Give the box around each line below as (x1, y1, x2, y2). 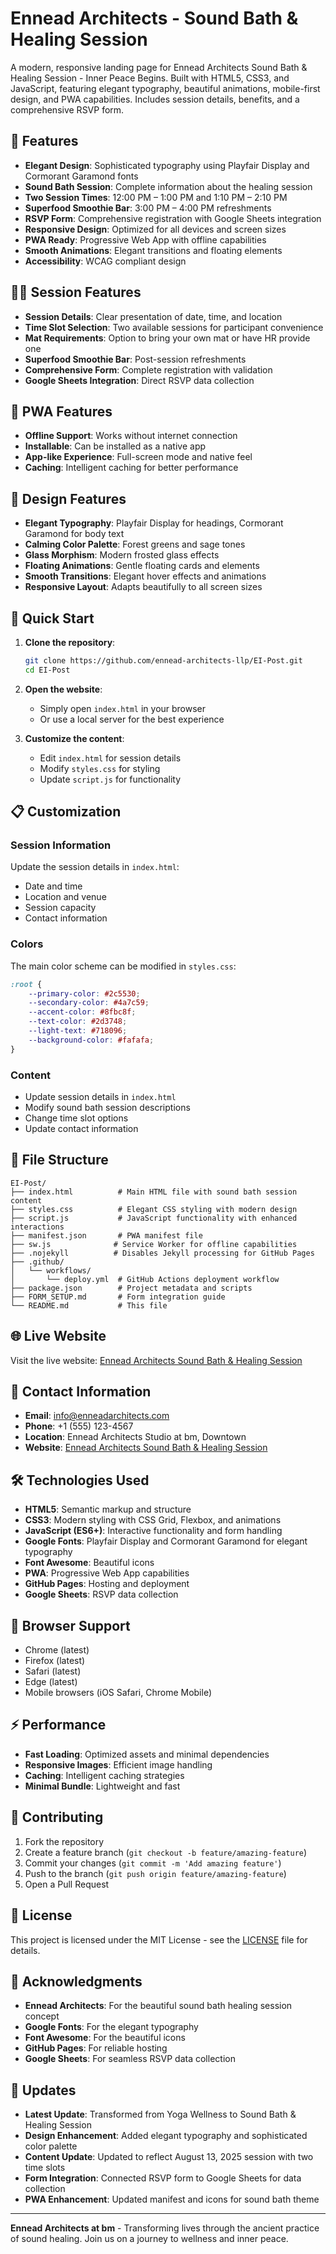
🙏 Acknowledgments (10, 1973, 143, 1990)
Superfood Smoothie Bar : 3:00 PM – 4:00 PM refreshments (24, 202, 272, 214)
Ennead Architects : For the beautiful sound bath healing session (24, 2000, 293, 2012)
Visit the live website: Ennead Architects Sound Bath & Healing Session (10, 1354, 303, 1366)
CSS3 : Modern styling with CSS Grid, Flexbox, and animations (24, 1514, 282, 1526)
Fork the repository (24, 1835, 105, 1847)
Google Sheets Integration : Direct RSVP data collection (24, 374, 255, 386)
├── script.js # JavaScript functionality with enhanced (10, 1213, 298, 1223)
